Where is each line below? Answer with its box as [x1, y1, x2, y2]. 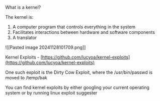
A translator [12, 35, 37, 40]
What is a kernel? [5, 5, 41, 10]
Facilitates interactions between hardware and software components [12, 29, 155, 35]
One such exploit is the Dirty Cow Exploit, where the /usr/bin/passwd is [5, 69, 152, 75]
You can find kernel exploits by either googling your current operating [5, 84, 150, 90]
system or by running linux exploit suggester [5, 90, 98, 95]
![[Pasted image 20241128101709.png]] [5, 44, 86, 50]
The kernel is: [5, 14, 34, 20]
